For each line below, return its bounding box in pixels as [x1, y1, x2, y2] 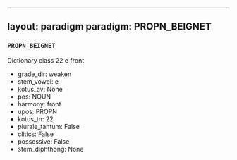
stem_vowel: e [17, 77, 59, 85]
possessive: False [17, 137, 70, 145]
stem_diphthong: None [17, 144, 84, 153]
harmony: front [17, 99, 61, 108]
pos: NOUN [17, 92, 51, 101]
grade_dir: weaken [17, 70, 72, 78]
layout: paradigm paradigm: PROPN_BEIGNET [7, 20, 212, 32]
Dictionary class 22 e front [7, 56, 85, 64]
